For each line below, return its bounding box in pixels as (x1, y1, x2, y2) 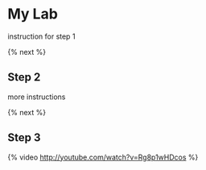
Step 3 (7, 131, 41, 145)
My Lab (7, 5, 58, 23)
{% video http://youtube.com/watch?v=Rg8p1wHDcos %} (7, 152, 199, 162)
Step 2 (7, 70, 41, 85)
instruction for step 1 (7, 31, 76, 41)
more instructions (7, 92, 66, 102)
